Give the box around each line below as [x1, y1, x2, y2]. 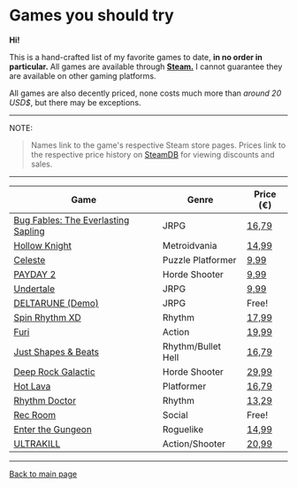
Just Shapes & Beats [13, 345, 100, 358]
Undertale [13, 283, 56, 295]
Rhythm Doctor [13, 394, 77, 407]
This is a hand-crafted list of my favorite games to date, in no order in [9, 51, 263, 62]
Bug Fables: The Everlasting [13, 213, 130, 226]
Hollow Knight [13, 239, 72, 252]
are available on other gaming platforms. [9, 70, 156, 81]
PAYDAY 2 [13, 267, 57, 280]
